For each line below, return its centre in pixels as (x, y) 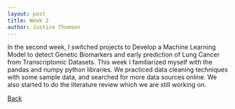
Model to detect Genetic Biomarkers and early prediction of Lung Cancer (114, 54)
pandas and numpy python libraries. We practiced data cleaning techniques (118, 70)
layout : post (27, 14)
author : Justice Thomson (44, 27)
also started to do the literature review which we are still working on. (107, 85)
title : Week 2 (28, 21)
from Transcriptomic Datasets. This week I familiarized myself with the (110, 62)
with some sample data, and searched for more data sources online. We (112, 77)
